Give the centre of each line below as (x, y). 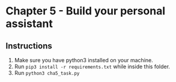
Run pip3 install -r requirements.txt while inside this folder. (92, 66)
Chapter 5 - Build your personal (86, 11)
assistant (29, 24)
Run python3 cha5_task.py (47, 73)
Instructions (29, 46)
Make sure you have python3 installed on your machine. (84, 60)
